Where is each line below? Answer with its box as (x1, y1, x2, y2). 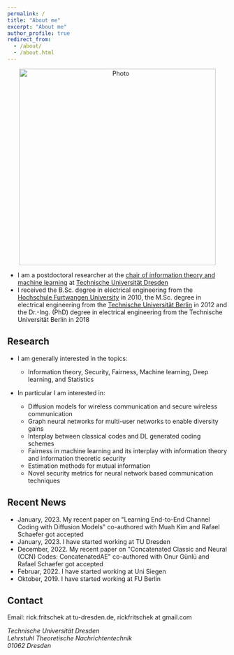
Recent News (7, 496, 66, 508)
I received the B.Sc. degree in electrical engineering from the (17, 286, 193, 294)
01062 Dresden (7, 642, 51, 650)
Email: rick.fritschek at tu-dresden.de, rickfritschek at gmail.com (7, 613, 192, 621)
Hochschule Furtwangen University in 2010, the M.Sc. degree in (17, 293, 201, 301)
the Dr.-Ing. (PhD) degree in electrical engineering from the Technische (17, 308, 223, 316)
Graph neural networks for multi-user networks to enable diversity (27, 417, 219, 425)
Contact (7, 594, 43, 606)
